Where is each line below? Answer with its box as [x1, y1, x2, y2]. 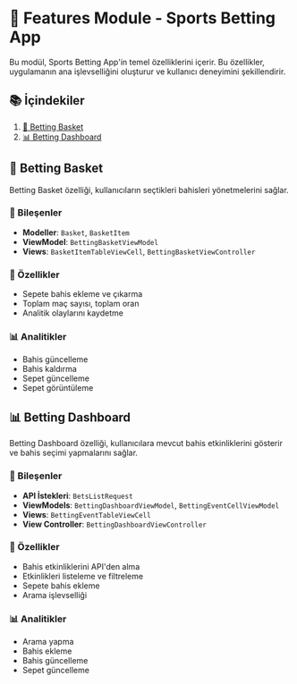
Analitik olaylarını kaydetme [21, 308, 123, 318]
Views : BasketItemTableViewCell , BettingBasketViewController [21, 246, 256, 257]
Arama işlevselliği [21, 589, 88, 600]
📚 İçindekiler [9, 93, 85, 108]
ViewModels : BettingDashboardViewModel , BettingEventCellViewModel [21, 500, 280, 511]
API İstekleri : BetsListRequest [21, 490, 133, 501]
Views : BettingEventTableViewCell [21, 509, 151, 519]
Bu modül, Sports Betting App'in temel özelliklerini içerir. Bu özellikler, [9, 56, 266, 67]
